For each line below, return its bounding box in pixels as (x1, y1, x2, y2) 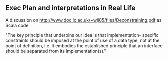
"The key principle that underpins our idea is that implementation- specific (5, 32, 159, 38)
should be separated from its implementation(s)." (5, 48, 106, 54)
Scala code (5, 22, 29, 28)
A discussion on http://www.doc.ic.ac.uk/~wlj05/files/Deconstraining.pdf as (5, 17, 162, 23)
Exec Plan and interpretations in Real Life (5, 4, 136, 12)
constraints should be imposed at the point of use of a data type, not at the (5, 37, 160, 43)
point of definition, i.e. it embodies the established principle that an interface (5, 42, 163, 49)
